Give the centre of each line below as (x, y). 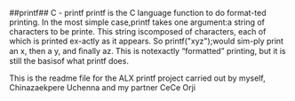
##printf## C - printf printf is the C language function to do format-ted (138, 13)
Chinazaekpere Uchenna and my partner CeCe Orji (103, 87)
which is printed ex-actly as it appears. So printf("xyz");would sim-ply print (147, 41)
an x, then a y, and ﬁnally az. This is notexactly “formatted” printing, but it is (147, 51)
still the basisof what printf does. (69, 61)
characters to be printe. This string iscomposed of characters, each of (138, 31)
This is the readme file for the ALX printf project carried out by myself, (137, 78)
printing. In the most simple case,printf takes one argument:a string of (137, 22)
